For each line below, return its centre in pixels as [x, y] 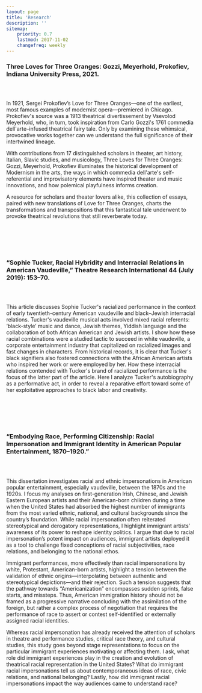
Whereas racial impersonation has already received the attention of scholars [101, 632]
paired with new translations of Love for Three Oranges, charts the [89, 204]
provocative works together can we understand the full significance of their [100, 135]
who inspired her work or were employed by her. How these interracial [93, 364]
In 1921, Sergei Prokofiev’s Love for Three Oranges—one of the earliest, [95, 104]
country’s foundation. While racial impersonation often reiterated [86, 519]
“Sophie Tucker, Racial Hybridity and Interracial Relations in [95, 263]
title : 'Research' [29, 17]
